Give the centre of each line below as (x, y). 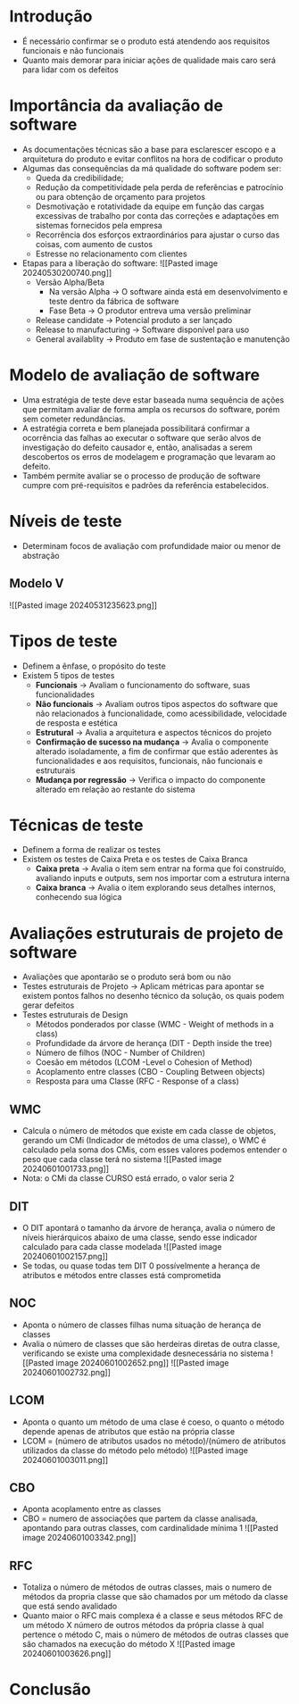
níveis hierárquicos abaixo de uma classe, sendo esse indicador (140, 1237)
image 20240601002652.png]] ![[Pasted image (142, 1362)
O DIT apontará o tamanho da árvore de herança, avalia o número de (149, 1228)
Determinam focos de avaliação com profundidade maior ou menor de (151, 545)
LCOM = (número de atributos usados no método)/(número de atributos (154, 1441)
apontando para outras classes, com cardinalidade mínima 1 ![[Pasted (150, 1528)
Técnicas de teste (76, 825)
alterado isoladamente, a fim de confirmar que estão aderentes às (157, 751)
